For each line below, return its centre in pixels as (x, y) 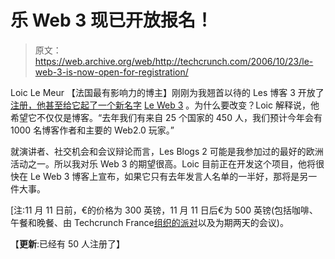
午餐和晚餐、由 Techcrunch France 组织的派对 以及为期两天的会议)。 (149, 222)
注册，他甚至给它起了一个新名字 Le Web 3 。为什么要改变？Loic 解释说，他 (165, 105)
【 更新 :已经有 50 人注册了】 (68, 243)
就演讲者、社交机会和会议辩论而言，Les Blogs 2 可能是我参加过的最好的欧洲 (167, 151)
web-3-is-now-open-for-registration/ (111, 72)
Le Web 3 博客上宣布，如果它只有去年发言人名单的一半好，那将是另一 (173, 176)
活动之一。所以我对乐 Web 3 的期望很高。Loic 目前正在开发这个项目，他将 (163, 163)
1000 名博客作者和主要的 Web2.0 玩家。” (92, 130)
